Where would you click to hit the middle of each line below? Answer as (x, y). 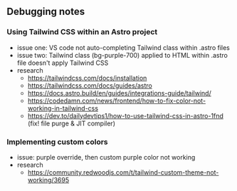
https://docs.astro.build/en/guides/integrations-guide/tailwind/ (119, 93)
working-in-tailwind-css (63, 108)
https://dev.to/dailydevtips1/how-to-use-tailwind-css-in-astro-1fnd (125, 115)
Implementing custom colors (57, 142)
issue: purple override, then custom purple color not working (106, 157)
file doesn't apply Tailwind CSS (63, 63)
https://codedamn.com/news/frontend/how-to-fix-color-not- (117, 100)
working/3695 (48, 180)
